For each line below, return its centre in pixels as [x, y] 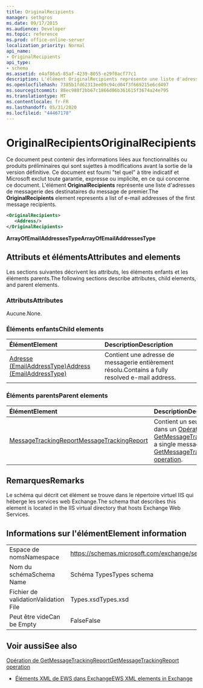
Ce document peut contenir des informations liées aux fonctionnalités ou [97, 159]
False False [85, 621]
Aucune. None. [24, 313]
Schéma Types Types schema [112, 574]
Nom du [21, 567]
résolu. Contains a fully [136, 370]
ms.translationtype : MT [36, 96]
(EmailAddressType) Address [50, 366]
